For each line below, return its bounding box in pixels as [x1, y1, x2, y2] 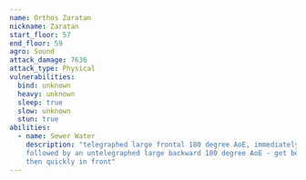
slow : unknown [17, 106, 71, 115]
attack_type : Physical [9, 65, 96, 74]
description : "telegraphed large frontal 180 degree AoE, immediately [25, 140, 300, 149]
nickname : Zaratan [9, 22, 79, 31]
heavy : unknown [17, 89, 76, 98]
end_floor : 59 [9, 38, 64, 48]
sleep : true [17, 97, 64, 107]
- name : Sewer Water [17, 132, 96, 141]
